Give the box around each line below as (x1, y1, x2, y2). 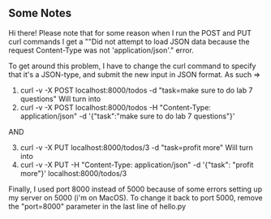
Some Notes (8, 6, 71, 20)
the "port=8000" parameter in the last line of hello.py (8, 201, 187, 211)
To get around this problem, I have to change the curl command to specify (8, 61, 256, 71)
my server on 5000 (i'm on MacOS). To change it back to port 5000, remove (8, 192, 263, 202)
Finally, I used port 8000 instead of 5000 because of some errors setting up (8, 184, 262, 194)
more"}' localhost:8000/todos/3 (19, 168, 127, 178)
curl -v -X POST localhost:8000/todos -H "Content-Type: (19, 102, 211, 112)
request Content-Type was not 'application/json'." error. (8, 45, 195, 55)
